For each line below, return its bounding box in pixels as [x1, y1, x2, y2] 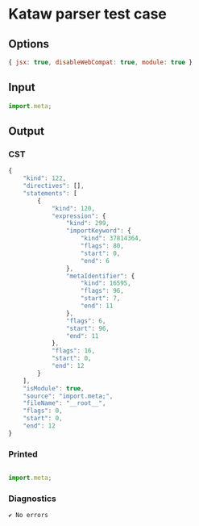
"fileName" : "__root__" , [23, 399, 106, 407]
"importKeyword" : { [65, 227, 131, 235]
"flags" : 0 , [23, 407, 63, 415]
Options [8, 37, 50, 51]
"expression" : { [51, 211, 106, 220]
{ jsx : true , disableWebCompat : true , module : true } [8, 58, 193, 66]
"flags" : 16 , [51, 347, 95, 355]
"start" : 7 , [80, 294, 121, 303]
